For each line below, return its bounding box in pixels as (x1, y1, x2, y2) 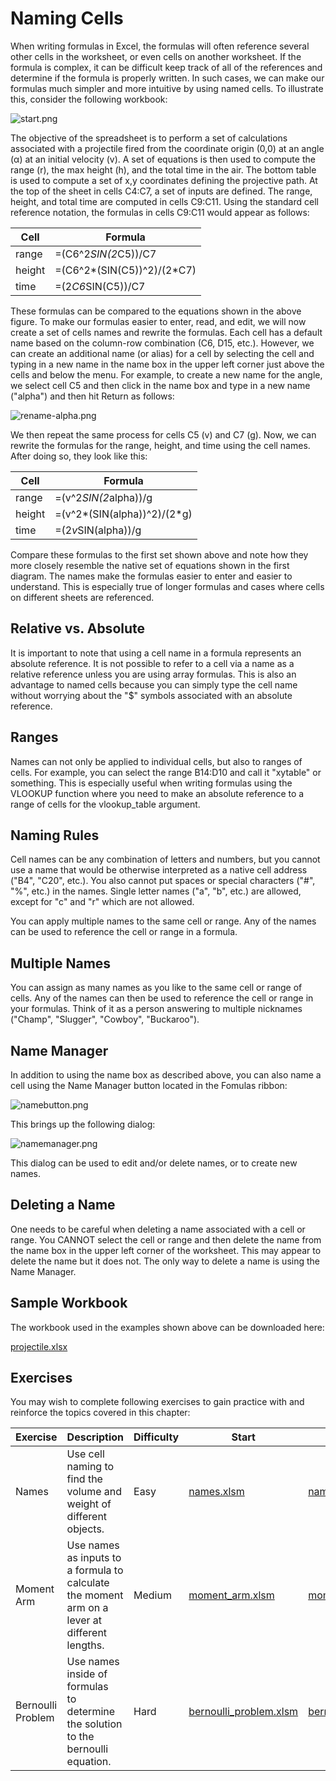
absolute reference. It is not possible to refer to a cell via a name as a (10, 657, 295, 669)
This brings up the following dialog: (10, 1118, 156, 1130)
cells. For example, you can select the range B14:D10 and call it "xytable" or (10, 766, 322, 778)
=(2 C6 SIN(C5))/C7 (54, 279, 146, 293)
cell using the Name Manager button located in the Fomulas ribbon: (10, 1080, 288, 1091)
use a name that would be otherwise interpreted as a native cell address (10, 864, 308, 876)
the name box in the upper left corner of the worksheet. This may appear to (10, 1244, 322, 1256)
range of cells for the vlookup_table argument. (10, 798, 201, 810)
